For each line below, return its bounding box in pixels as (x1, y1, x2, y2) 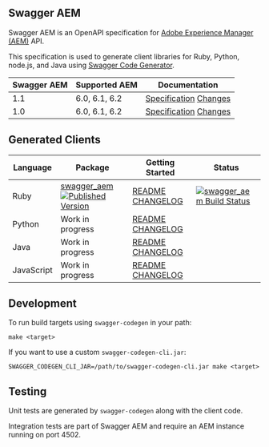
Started (145, 167, 175, 178)
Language (13, 162, 52, 173)
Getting (145, 156, 175, 167)
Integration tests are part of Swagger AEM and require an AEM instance (8, 421, 245, 431)
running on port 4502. (8, 430, 82, 440)
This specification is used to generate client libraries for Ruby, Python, (8, 51, 240, 61)
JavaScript (12, 264, 54, 276)
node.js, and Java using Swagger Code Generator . (8, 60, 175, 70)
